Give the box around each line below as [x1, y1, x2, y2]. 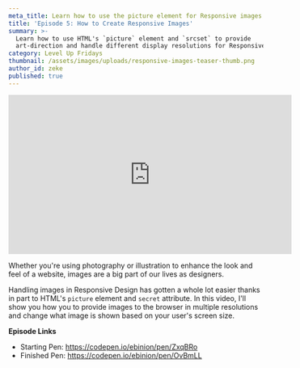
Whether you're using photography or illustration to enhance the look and [8, 260, 253, 270]
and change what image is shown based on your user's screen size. [8, 311, 235, 320]
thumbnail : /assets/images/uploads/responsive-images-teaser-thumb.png [8, 57, 255, 66]
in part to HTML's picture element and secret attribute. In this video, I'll [8, 293, 247, 303]
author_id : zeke [8, 65, 63, 73]
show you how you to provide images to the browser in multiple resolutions [8, 302, 259, 311]
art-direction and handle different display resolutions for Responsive [15, 42, 266, 50]
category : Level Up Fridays [8, 49, 104, 57]
